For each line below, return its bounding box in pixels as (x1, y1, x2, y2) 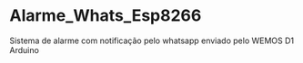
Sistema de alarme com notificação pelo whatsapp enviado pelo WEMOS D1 (9, 35, 295, 46)
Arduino (9, 44, 39, 55)
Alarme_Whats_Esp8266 (9, 5, 202, 26)
